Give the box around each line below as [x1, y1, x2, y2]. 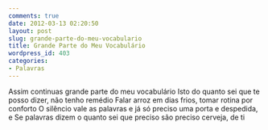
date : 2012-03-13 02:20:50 [8, 19, 99, 27]
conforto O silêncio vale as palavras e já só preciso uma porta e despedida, [8, 103, 258, 113]
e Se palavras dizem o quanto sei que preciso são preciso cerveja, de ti [8, 112, 245, 122]
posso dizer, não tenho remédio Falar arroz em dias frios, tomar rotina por [8, 94, 254, 105]
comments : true [8, 11, 60, 20]
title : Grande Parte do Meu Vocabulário [8, 42, 146, 50]
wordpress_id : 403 [8, 49, 70, 57]
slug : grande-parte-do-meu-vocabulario [8, 34, 142, 43]
